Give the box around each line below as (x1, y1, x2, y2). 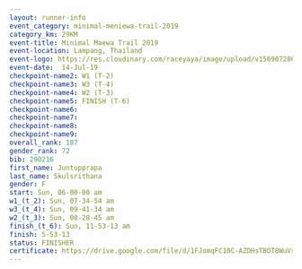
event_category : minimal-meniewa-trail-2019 (9, 22, 179, 30)
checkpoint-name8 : (9, 122, 78, 131)
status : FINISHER (9, 239, 75, 247)
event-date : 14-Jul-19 (9, 64, 99, 73)
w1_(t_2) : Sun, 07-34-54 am (9, 196, 115, 206)
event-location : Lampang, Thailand (9, 47, 143, 56)
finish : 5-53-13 (9, 230, 70, 239)
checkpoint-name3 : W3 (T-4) (9, 80, 115, 89)
